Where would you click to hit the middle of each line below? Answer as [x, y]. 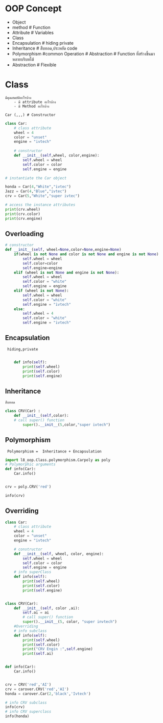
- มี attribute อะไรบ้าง [35, 102]
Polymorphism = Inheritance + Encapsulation [54, 451]
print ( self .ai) [38, 654]
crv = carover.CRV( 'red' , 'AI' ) [37, 689]
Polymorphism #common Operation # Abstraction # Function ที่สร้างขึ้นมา [83, 54]
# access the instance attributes [40, 205]
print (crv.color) [23, 214]
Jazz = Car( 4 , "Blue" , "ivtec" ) [36, 191]
